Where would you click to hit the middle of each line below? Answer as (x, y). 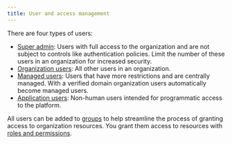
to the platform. (39, 105)
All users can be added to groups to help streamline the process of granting (115, 119)
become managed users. (53, 90)
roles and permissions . (40, 133)
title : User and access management (59, 13)
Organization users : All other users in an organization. (94, 68)
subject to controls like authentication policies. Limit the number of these (121, 54)
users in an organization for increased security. (84, 61)
